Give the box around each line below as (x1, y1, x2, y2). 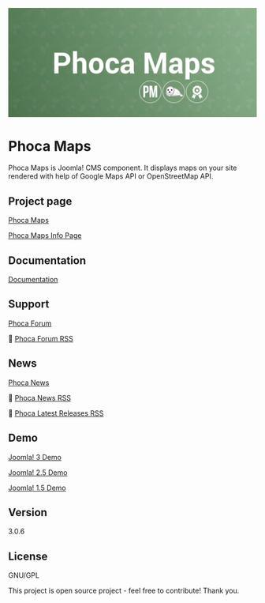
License (8, 549, 48, 563)
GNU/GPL (8, 571, 39, 580)
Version (8, 506, 47, 519)
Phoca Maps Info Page (8, 231, 82, 240)
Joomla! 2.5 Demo (8, 467, 68, 477)
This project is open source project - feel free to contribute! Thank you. (8, 586, 240, 596)
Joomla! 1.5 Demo (8, 483, 66, 492)
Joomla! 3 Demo (8, 452, 62, 462)
